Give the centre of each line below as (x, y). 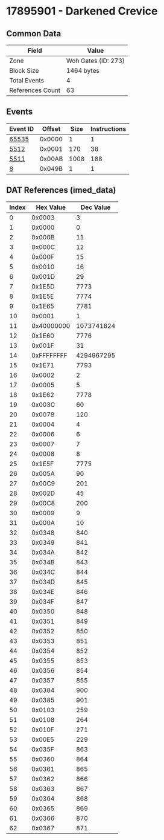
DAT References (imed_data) (61, 190)
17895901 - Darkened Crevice (82, 11)
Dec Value (96, 207)
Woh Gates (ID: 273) (95, 61)
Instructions (108, 128)
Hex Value (51, 207)
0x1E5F (43, 464)
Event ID (22, 128)
